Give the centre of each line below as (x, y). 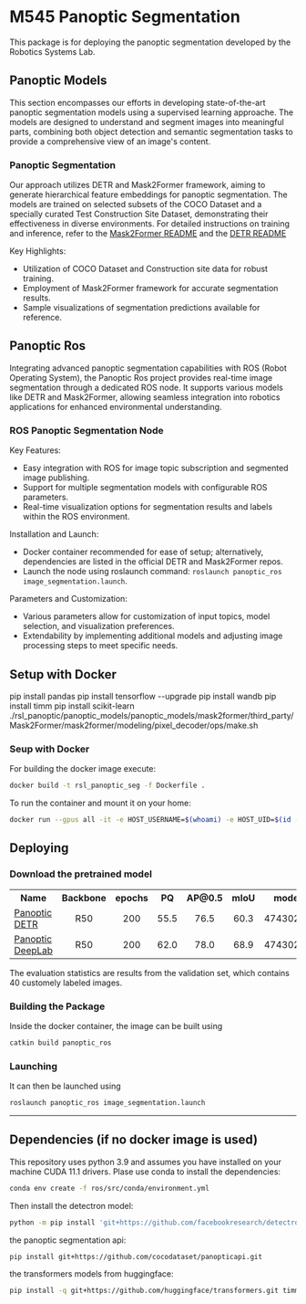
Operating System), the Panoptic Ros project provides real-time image (141, 377)
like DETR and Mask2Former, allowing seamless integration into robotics (145, 397)
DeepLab (33, 950)
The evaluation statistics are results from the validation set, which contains (149, 973)
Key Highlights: (38, 251)
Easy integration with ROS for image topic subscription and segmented (155, 468)
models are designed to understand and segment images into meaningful (147, 121)
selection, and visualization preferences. (98, 626)
